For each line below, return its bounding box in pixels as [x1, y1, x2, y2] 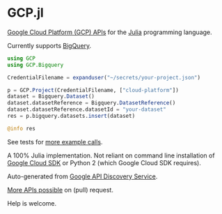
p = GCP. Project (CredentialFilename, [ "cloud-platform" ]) [7, 86, 179, 93]
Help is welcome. [7, 199, 57, 207]
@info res [7, 125, 36, 132]
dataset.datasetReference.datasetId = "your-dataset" [7, 106, 167, 113]
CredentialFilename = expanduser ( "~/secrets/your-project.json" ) [7, 74, 200, 81]
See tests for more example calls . [7, 137, 103, 146]
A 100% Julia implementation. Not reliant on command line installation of [7, 151, 215, 160]
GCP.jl [7, 5, 44, 21]
